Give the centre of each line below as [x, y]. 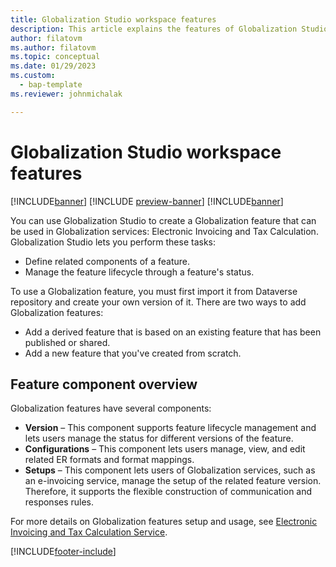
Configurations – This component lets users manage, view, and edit [165, 449]
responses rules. [59, 502]
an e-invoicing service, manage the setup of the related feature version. [173, 481]
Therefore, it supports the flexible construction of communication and [168, 492]
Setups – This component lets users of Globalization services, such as [170, 470]
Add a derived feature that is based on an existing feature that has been [173, 332]
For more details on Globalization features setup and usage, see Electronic [164, 522]
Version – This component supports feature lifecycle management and [170, 428]
